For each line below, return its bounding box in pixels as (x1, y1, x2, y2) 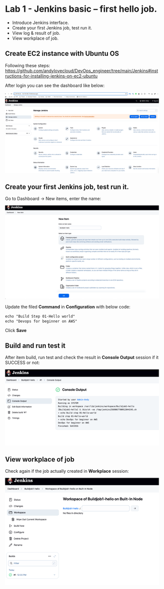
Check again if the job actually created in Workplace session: (5, 468, 129, 474)
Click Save (5, 327, 27, 333)
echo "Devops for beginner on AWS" (5, 319, 78, 324)
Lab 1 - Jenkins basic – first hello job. (5, 3, 157, 15)
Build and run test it (5, 341, 66, 350)
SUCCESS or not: (5, 359, 40, 366)
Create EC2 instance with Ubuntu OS (5, 50, 120, 58)
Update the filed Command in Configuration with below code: (5, 304, 131, 309)
